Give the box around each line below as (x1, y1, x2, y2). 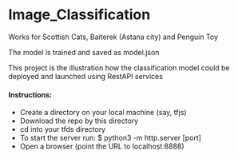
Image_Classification (8, 6, 151, 24)
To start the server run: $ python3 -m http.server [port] (19, 133, 202, 143)
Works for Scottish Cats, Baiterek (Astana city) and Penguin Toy (8, 32, 218, 42)
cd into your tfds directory (19, 125, 106, 134)
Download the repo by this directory (19, 116, 139, 125)
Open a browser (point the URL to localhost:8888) (19, 141, 185, 151)
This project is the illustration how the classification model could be (8, 62, 230, 73)
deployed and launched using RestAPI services (8, 71, 164, 81)
